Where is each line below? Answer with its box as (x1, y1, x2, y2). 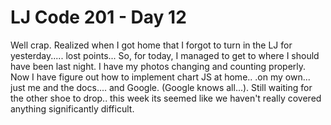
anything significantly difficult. (10, 102, 135, 115)
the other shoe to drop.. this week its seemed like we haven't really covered (10, 92, 322, 104)
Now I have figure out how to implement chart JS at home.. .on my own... (10, 71, 311, 83)
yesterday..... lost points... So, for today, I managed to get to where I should (10, 49, 320, 61)
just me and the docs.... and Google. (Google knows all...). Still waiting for (10, 81, 313, 93)
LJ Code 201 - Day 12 (10, 6, 187, 29)
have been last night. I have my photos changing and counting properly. (10, 60, 307, 72)
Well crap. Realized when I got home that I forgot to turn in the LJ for (10, 39, 293, 51)
